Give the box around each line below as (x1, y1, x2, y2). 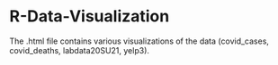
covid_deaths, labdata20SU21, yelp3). (9, 45, 150, 55)
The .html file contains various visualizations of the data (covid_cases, (9, 36, 270, 46)
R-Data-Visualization (9, 6, 170, 27)
